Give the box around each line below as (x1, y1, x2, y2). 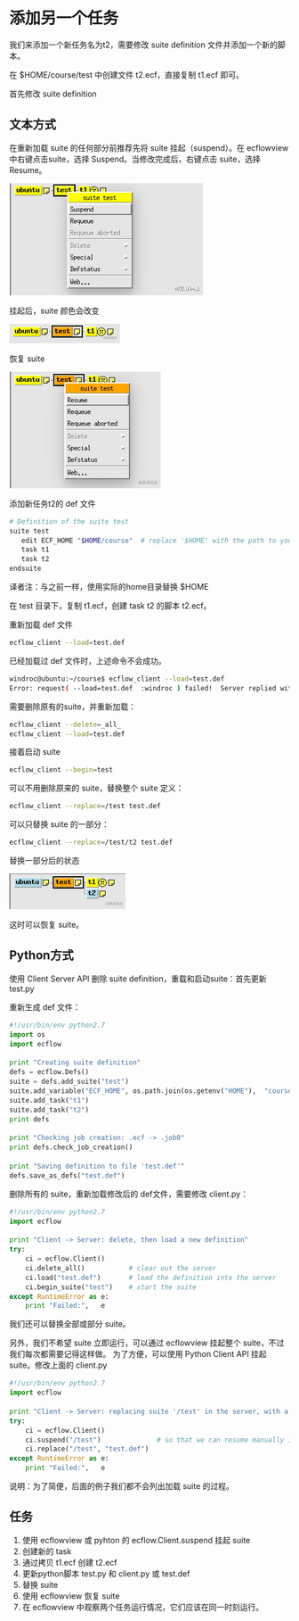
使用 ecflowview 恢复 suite (21, 1590, 120, 1601)
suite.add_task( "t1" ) (9, 1096, 90, 1104)
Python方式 (9, 947, 74, 964)
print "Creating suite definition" (9, 1058, 141, 1067)
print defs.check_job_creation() (9, 1143, 133, 1152)
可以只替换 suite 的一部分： (9, 819, 109, 830)
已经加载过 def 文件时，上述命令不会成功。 (9, 655, 166, 666)
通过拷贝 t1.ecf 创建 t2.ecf (21, 1557, 117, 1567)
